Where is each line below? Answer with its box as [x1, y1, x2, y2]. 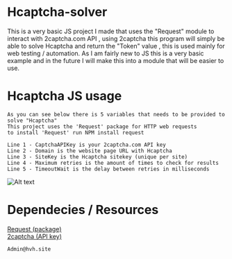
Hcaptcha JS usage [7, 88, 122, 104]
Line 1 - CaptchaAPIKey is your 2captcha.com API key [7, 141, 167, 148]
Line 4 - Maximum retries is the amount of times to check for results [7, 159, 219, 166]
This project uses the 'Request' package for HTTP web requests [7, 123, 197, 130]
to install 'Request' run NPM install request [7, 129, 144, 136]
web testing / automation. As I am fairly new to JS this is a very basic [7, 49, 204, 57]
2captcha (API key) [7, 232, 63, 240]
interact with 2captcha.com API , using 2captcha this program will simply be [7, 34, 225, 42]
